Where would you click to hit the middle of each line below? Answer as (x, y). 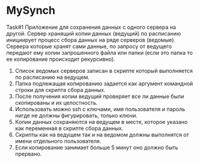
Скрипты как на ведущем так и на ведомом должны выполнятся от (102, 134)
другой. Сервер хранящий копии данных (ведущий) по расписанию (94, 33)
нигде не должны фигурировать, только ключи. (76, 115)
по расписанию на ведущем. (52, 77)
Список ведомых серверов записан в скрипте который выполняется (104, 70)
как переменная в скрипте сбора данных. (69, 128)
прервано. (28, 153)
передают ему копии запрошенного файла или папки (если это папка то (99, 52)
